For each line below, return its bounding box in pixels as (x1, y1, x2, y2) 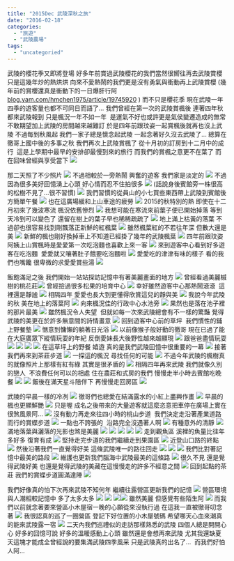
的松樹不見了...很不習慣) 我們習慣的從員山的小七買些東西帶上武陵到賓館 (7, 188, 221, 197)
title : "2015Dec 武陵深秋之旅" (7, 10, 92, 17)
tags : (7, 43, 23, 49)
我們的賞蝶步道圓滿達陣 (15, 470, 82, 479)
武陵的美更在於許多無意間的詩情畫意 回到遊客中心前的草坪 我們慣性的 (7, 316, 217, 325)
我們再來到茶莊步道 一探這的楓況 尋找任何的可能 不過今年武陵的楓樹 (7, 351, 219, 360)
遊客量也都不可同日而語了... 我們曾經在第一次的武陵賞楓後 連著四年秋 (25, 104, 224, 112)
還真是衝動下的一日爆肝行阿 (37, 86, 117, 95)
